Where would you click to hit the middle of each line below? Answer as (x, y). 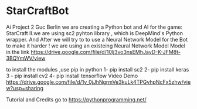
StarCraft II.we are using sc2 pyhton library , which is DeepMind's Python (95, 33)
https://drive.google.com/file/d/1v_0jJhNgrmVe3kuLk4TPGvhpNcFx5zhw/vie (98, 82)
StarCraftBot (38, 11)
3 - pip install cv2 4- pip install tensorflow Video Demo (72, 76)
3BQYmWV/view (26, 58)
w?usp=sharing (25, 88)
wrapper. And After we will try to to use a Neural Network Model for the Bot (97, 39)
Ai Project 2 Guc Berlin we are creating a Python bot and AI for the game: (94, 27)
